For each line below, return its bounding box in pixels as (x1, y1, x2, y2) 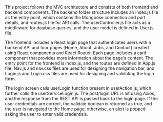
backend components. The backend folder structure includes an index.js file (5, 9, 159, 15)
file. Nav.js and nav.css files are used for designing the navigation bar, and (5, 65, 155, 71)
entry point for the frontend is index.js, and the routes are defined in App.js (5, 61, 155, 66)
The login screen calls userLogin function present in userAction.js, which (5, 85, 152, 91)
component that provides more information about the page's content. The (5, 55, 153, 61)
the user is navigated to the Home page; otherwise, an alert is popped (5, 106, 146, 112)
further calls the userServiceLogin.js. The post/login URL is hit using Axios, (5, 90, 156, 96)
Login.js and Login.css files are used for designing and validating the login (5, 71, 155, 76)
